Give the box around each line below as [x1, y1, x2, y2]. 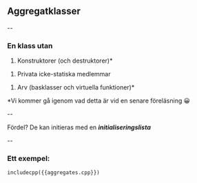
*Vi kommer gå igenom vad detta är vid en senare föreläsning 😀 [7, 96, 191, 105]
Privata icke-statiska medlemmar [17, 70, 111, 78]
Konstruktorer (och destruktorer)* [17, 56, 113, 65]
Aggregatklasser [7, 6, 81, 17]
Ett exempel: [7, 154, 50, 164]
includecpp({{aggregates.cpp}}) [7, 169, 100, 176]
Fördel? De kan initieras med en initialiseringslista [7, 123, 152, 131]
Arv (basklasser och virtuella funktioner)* [17, 83, 135, 91]
